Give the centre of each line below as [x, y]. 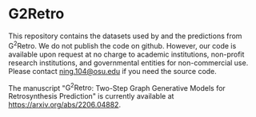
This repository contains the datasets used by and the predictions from [125, 36]
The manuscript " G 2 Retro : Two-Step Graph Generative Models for [117, 87]
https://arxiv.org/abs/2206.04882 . [65, 105]
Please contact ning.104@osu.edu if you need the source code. [113, 71]
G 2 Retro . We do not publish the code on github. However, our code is [122, 45]
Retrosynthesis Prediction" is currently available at [91, 96]
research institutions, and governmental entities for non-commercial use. [128, 62]
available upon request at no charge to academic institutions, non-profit [126, 54]
